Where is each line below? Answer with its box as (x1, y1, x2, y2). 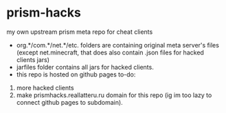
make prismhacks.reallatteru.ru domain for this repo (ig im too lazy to (16, 91, 212, 99)
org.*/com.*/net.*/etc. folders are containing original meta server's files (16, 41, 219, 49)
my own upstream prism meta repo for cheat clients (6, 28, 153, 36)
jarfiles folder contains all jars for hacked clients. (16, 63, 154, 71)
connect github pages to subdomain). (16, 98, 123, 106)
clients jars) (16, 55, 49, 63)
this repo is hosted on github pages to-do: (16, 70, 136, 79)
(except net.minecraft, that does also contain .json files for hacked (16, 48, 204, 56)
